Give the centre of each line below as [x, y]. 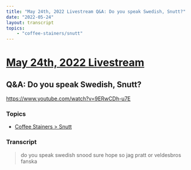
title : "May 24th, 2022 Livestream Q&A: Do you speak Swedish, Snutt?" [96, 12]
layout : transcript [30, 22]
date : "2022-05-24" [30, 17]
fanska [29, 161]
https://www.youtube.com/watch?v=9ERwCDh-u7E [68, 99]
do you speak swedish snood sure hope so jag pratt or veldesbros [101, 155]
